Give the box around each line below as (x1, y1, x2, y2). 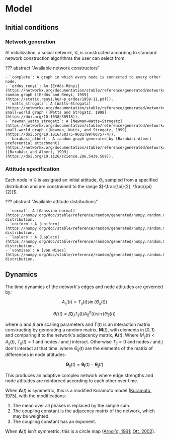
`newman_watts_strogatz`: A (10, 119, 69, 124)
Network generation (5, 38, 56, 45)
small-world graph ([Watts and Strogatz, (5, 110, 94, 115)
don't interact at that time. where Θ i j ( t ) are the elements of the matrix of (5, 345, 153, 353)
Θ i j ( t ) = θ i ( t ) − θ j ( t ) (65, 362, 104, 369)
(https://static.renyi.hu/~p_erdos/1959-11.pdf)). (5, 97, 114, 102)
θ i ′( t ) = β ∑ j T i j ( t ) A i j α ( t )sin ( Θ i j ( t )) (53, 310, 116, 318)
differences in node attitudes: (5, 352, 66, 358)
